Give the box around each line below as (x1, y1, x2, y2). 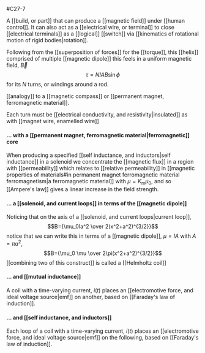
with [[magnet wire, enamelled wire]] (6, 118, 99, 124)
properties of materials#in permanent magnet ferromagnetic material (6, 171, 180, 178)
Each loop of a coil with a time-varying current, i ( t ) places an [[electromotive (6, 327, 199, 335)
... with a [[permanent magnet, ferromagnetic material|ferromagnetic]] (6, 131, 190, 139)
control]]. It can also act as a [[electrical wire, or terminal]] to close (6, 24, 174, 31)
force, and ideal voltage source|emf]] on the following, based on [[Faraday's (6, 334, 199, 341)
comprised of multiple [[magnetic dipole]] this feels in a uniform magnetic (6, 55, 192, 62)
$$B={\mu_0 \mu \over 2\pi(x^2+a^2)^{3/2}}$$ (43, 249, 162, 257)
